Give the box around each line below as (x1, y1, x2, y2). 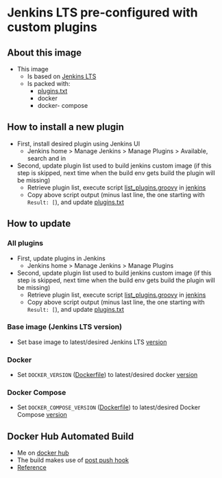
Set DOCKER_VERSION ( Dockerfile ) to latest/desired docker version (16, 371, 198, 379)
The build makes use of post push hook (16, 456, 129, 464)
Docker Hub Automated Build (7, 431, 134, 442)
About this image (7, 47, 82, 58)
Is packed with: (27, 80, 71, 87)
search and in (27, 154, 66, 162)
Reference (16, 464, 47, 472)
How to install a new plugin (7, 122, 125, 133)
